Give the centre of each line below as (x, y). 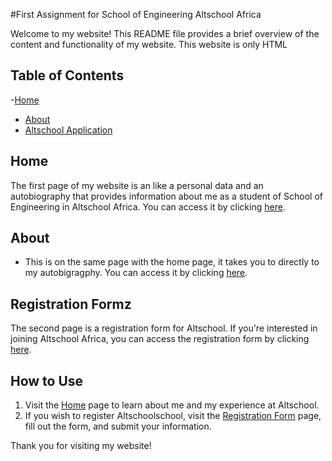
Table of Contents (67, 75)
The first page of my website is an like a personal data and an (137, 185)
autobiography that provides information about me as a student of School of (167, 196)
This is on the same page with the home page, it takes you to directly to (172, 262)
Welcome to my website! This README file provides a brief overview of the (165, 33)
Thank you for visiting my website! (81, 446)
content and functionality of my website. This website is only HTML (149, 44)
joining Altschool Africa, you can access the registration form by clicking (160, 339)
